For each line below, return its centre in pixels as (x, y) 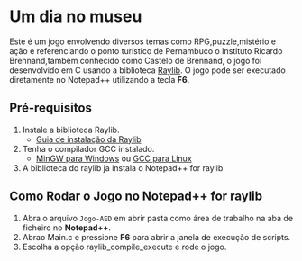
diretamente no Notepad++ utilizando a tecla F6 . (100, 79)
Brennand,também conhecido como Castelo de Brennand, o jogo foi (136, 60)
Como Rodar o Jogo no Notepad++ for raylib (136, 197)
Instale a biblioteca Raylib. (71, 130)
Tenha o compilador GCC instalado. (88, 148)
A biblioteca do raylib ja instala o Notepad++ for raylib (123, 167)
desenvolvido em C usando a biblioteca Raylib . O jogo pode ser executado (147, 70)
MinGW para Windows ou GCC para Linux (114, 158)
